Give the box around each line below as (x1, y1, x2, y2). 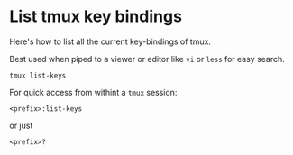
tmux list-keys (9, 70, 67, 80)
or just (9, 120, 33, 131)
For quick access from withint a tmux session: (9, 87, 178, 97)
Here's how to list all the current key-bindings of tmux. (9, 36, 212, 47)
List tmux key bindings (9, 6, 183, 27)
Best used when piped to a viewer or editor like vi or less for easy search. (9, 53, 286, 64)
